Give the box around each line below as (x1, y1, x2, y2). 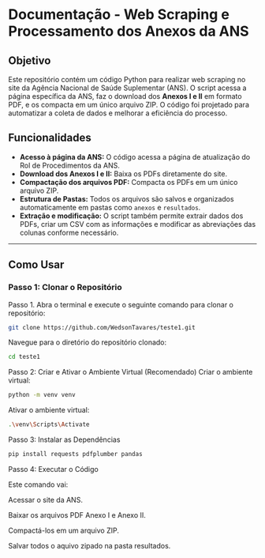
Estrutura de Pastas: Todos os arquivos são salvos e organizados (19, 194, 234, 203)
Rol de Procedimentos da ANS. (19, 160, 120, 170)
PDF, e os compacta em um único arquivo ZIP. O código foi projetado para (8, 100, 250, 109)
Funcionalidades (8, 131, 92, 145)
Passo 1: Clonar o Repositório (8, 282, 122, 293)
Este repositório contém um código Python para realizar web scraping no (8, 75, 246, 84)
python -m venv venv (8, 391, 77, 399)
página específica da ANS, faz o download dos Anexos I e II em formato (8, 92, 242, 100)
